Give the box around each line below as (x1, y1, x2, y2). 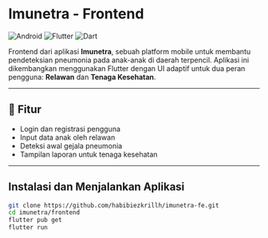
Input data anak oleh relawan (19, 133, 116, 142)
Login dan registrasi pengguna (19, 124, 121, 133)
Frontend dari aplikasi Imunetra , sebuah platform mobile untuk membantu (8, 46, 251, 56)
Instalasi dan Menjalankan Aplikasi (8, 180, 185, 194)
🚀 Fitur (8, 103, 42, 117)
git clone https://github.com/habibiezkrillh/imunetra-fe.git (8, 201, 219, 209)
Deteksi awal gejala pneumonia (19, 141, 123, 150)
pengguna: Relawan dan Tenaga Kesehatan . (8, 72, 156, 81)
